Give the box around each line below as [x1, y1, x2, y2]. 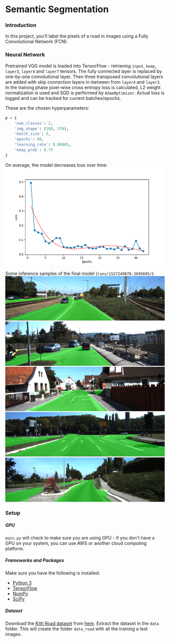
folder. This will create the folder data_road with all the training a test [5, 626, 148, 632]
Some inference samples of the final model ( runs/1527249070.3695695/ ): [5, 270, 155, 276]
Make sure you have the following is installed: [5, 570, 100, 576]
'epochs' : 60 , [14, 137, 44, 142]
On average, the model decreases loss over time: [5, 162, 108, 168]
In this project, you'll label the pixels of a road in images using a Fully [5, 33, 149, 39]
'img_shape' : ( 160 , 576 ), [14, 126, 69, 131]
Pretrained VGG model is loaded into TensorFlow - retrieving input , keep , [5, 62, 157, 69]
